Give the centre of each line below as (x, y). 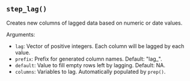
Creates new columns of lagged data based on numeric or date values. (94, 23)
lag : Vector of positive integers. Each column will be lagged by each (100, 46)
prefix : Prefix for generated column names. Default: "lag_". (88, 59)
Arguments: (21, 34)
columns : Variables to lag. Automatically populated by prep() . (90, 71)
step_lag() (27, 9)
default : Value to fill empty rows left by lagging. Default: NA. (90, 65)
